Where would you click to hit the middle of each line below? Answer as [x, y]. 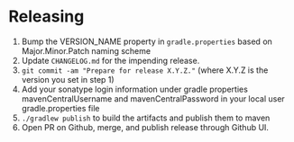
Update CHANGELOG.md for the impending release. [110, 60]
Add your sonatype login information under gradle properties [135, 89]
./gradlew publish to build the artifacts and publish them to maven [146, 118]
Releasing [46, 17]
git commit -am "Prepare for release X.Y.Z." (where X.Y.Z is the [145, 70]
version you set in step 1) [68, 79]
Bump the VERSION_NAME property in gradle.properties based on [147, 41]
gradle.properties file [60, 108]
